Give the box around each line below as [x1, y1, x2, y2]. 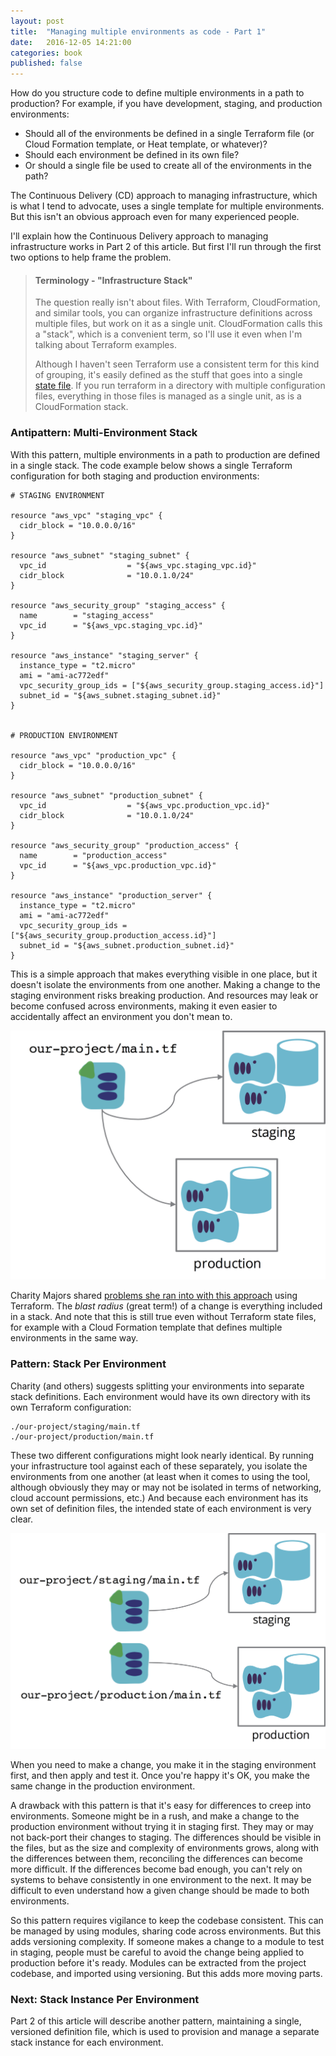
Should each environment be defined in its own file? [24, 149, 240, 161]
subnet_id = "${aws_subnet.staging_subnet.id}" [19, 690, 222, 700]
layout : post [10, 16, 65, 26]
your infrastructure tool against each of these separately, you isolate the [10, 1460, 308, 1472]
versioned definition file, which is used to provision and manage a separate [10, 2025, 320, 2037]
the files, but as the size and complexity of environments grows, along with [10, 1841, 320, 1854]
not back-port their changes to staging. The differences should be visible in [10, 1831, 322, 1843]
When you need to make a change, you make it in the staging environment [10, 1758, 317, 1770]
